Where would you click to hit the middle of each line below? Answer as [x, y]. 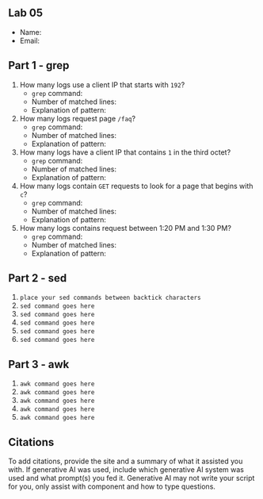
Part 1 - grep [39, 65]
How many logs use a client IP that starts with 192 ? [102, 84]
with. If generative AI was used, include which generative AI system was [126, 470]
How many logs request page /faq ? [78, 118]
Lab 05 [26, 13]
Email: [30, 40]
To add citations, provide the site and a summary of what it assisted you [126, 461]
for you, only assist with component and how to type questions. [112, 486]
